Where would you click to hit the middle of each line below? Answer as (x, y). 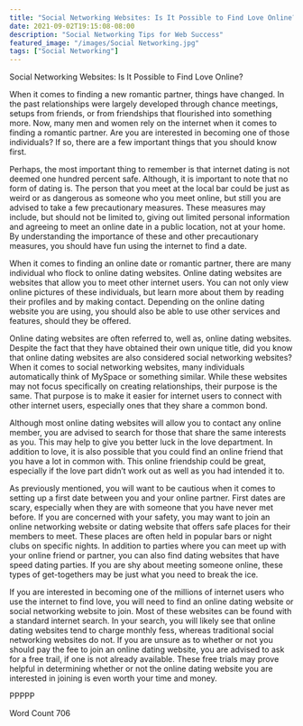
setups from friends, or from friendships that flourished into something (141, 114)
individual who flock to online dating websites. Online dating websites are (146, 273)
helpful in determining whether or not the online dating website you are (141, 669)
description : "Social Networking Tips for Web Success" (116, 34)
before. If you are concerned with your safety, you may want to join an (140, 517)
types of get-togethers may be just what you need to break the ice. (134, 574)
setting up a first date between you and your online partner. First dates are (147, 498)
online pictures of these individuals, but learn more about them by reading (147, 292)
